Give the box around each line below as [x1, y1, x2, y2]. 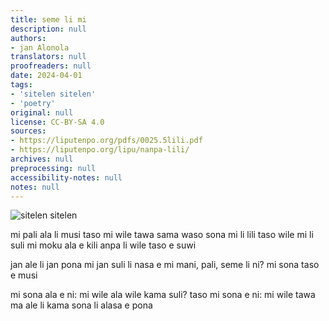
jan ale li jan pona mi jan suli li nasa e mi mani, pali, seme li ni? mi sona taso [10, 259, 320, 271]
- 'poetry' [10, 98, 56, 108]
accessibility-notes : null [10, 172, 123, 183]
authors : [10, 33, 47, 43]
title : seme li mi [10, 14, 87, 25]
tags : [10, 80, 33, 90]
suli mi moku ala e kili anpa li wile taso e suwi [10, 239, 197, 251]
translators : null [10, 52, 87, 62]
